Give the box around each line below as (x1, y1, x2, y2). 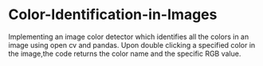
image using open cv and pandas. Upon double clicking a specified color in (8, 40, 256, 49)
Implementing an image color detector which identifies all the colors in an (8, 32, 249, 41)
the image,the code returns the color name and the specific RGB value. (8, 49, 241, 58)
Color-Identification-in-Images (8, 6, 218, 24)
